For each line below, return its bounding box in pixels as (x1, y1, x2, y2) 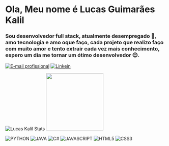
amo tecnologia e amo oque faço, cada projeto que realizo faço (5, 39, 164, 46)
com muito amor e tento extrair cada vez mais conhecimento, (5, 45, 160, 52)
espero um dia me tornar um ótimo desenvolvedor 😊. (5, 52, 140, 59)
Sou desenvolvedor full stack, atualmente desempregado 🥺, (5, 33, 156, 40)
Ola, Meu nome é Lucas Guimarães (5, 4, 155, 15)
